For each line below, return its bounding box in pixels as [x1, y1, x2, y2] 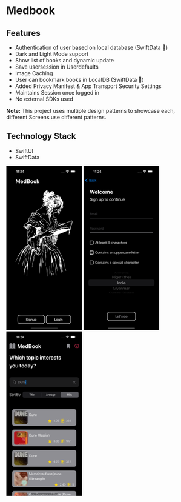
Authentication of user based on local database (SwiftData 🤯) [15, 44, 168, 51]
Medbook [6, 4, 56, 18]
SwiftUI [15, 147, 34, 155]
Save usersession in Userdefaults [15, 63, 99, 70]
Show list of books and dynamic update [15, 57, 114, 64]
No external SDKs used [15, 95, 74, 102]
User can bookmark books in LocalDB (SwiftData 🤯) [15, 76, 144, 83]
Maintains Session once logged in [15, 89, 100, 96]
